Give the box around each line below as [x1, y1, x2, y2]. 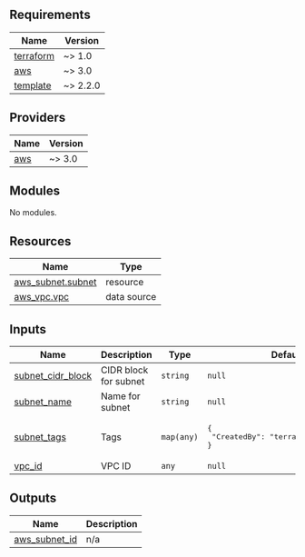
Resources [9, 234, 72, 249]
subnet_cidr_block [14, 370, 93, 383]
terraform [14, 49, 55, 62]
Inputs [9, 322, 47, 337]
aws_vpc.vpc [14, 291, 70, 303]
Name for [100, 390, 141, 403]
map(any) [161, 432, 199, 442]
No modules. [9, 207, 57, 218]
